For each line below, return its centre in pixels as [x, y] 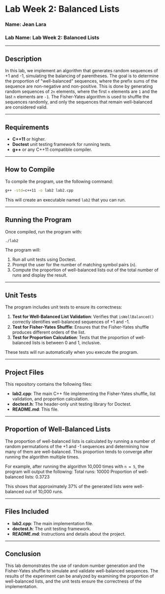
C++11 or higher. [29, 139]
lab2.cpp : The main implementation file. [53, 523]
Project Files [25, 372]
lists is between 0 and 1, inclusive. [67, 343]
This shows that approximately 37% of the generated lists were [69, 486]
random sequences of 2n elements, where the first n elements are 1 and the [81, 91]
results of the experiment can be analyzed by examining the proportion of [80, 576]
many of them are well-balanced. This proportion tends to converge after [79, 452]
